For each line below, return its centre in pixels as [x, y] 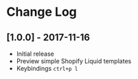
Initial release [35, 54]
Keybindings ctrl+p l [47, 68]
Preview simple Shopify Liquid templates [74, 61]
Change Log [42, 12]
